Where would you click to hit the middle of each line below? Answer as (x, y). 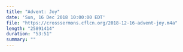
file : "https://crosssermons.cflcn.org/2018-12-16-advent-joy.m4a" (92, 23)
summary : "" (21, 39)
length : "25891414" (30, 28)
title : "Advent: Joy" (33, 12)
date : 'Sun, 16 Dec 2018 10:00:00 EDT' (56, 17)
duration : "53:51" (29, 34)
